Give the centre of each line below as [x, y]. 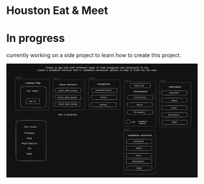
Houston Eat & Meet [57, 11]
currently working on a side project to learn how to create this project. [94, 55]
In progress [36, 39]
